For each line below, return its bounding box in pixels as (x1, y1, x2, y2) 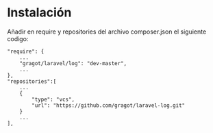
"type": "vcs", (32, 96, 75, 103)
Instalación (7, 5, 72, 21)
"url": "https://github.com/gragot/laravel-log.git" (32, 101, 186, 109)
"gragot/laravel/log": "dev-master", (19, 60, 127, 66)
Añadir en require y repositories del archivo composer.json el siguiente (7, 27, 207, 36)
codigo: (7, 34, 29, 43)
